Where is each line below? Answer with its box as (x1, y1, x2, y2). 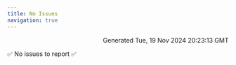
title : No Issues (7, 10, 58, 17)
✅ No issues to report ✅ (7, 50, 77, 58)
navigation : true (7, 17, 58, 24)
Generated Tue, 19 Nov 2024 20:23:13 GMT (103, 36, 229, 44)
